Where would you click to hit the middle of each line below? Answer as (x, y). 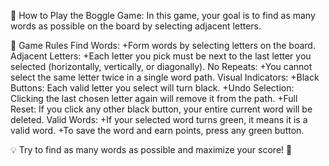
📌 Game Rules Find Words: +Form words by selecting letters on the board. (163, 45)
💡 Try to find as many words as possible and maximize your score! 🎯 (151, 149)
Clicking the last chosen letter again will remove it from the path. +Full (154, 98)
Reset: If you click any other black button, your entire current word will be (161, 109)
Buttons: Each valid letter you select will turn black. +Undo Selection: (152, 88)
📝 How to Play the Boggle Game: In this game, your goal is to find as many (163, 15)
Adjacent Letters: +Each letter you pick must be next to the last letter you (161, 56)
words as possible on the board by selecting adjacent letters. (136, 26)
